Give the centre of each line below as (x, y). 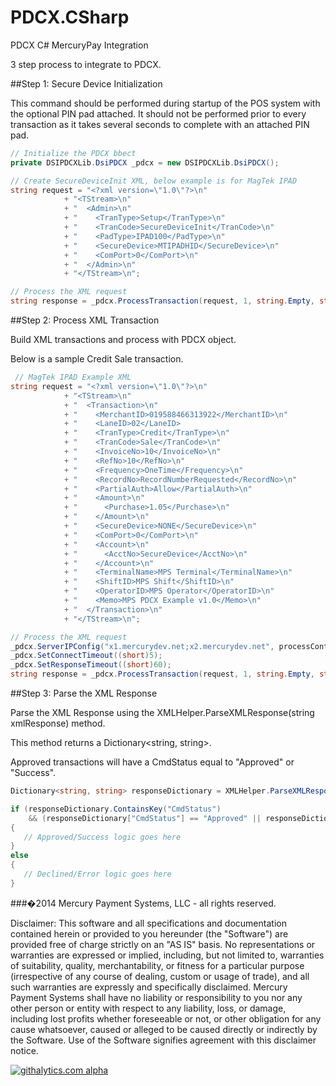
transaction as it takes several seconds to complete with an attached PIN (160, 124)
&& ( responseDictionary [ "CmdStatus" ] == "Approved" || (145, 818)
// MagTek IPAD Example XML (73, 377)
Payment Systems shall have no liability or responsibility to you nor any (156, 997)
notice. (24, 1050)
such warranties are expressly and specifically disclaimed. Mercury (149, 987)
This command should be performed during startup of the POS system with (165, 103)
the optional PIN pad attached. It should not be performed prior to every (158, 113)
